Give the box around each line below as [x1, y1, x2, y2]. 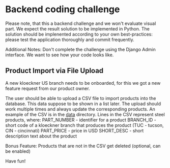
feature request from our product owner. [5, 85, 90, 91]
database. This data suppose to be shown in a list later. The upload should [5, 100, 161, 107]
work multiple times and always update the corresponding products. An [5, 106, 155, 112]
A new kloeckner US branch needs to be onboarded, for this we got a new [5, 80, 161, 86]
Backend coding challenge [5, 4, 120, 15]
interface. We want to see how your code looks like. [5, 52, 114, 58]
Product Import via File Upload [5, 66, 104, 75]
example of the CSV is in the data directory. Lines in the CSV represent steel [5, 111, 165, 117]
